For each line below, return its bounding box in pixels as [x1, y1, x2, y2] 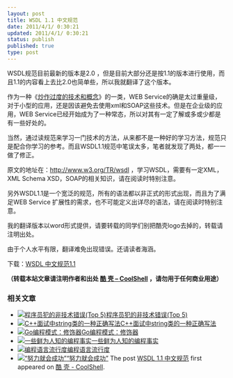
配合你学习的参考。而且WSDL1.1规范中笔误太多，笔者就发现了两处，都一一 [13, 142, 226, 150]
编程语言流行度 [67, 345, 110, 354]
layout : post [7, 10, 45, 17]
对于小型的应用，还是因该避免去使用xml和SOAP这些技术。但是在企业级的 [7, 101, 217, 109]
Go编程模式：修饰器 [81, 328, 139, 336]
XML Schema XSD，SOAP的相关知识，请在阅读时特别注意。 [7, 174, 179, 182]
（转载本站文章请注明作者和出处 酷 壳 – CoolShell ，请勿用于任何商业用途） [7, 274, 223, 283]
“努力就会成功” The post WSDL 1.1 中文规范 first [66, 354, 202, 363]
